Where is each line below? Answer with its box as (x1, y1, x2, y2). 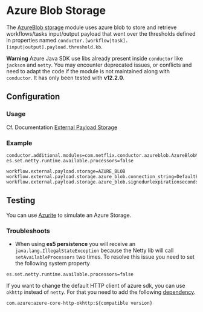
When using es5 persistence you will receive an (14, 241, 136, 248)
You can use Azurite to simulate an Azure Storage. (6, 211, 132, 219)
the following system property (14, 260, 90, 267)
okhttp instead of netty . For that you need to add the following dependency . (6, 288, 196, 296)
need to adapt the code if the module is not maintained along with (6, 67, 170, 75)
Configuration (6, 91, 60, 102)
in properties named (6, 36, 57, 44)
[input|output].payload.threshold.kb (6, 44, 101, 50)
